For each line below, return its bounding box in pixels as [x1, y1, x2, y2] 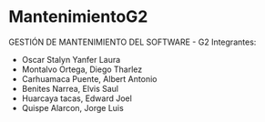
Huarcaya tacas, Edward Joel [21, 93, 133, 104]
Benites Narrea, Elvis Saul [21, 83, 119, 94]
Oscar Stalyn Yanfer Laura [21, 54, 121, 65]
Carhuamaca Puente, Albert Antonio [21, 73, 158, 84]
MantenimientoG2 [8, 6, 148, 27]
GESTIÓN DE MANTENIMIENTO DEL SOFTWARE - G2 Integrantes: [8, 36, 257, 47]
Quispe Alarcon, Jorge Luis [21, 102, 124, 113]
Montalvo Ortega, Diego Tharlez [21, 64, 143, 75]
